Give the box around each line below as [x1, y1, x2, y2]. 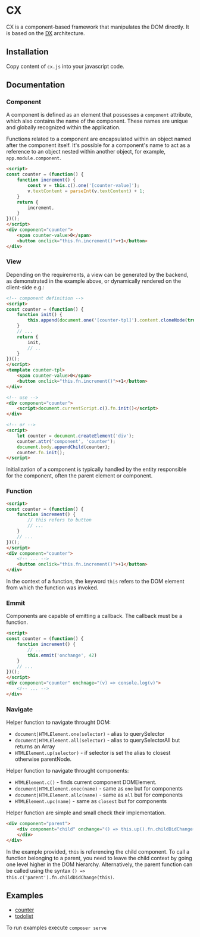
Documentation [6, 80, 65, 90]
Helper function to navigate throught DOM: [6, 719, 111, 726]
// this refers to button [27, 517, 92, 523]
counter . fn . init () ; [17, 449, 65, 455]
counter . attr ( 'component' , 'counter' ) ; [17, 438, 116, 444]
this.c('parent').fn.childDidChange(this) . [6, 873, 115, 880]
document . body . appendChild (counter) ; [17, 444, 111, 450]
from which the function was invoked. [6, 584, 99, 591]
